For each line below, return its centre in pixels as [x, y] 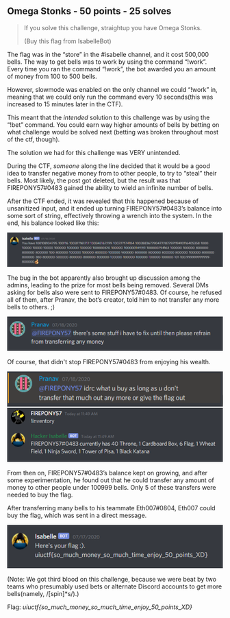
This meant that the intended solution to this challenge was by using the [108, 117]
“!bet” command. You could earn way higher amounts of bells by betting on [113, 124]
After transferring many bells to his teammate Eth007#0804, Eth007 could [111, 508]
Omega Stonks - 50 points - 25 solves [89, 11]
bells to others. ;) [31, 307]
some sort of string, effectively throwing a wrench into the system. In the [110, 215]
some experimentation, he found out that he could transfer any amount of [111, 480]
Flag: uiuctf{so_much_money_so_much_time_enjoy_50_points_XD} [100, 607]
